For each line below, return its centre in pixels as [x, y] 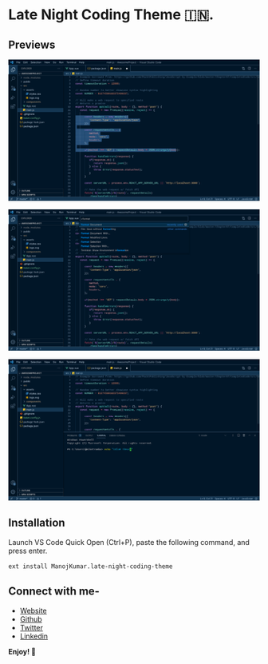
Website [33, 610]
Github [31, 619]
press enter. [28, 551]
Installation [37, 523]
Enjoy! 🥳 [22, 651]
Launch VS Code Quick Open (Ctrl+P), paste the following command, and [129, 542]
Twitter [32, 627]
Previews [32, 44]
